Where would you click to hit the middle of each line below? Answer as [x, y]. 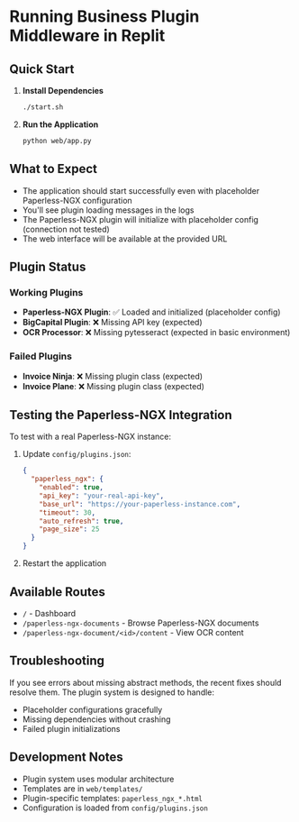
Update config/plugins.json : [77, 454]
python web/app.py [57, 141]
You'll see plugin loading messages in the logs [108, 210]
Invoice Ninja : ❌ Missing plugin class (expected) [113, 376]
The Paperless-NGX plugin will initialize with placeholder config [140, 219]
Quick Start [42, 69]
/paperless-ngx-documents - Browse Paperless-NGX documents [140, 623]
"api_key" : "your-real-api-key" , [102, 496]
